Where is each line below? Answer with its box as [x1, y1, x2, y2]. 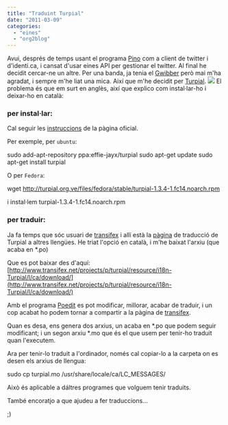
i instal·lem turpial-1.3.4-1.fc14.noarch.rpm [7, 198, 125, 206]
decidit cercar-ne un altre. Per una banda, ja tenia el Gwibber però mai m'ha [7, 69, 221, 77]
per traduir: [7, 215, 46, 225]
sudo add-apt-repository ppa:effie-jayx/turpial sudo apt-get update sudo [7, 151, 214, 159]
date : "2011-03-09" [7, 16, 63, 23]
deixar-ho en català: [7, 92, 64, 100]
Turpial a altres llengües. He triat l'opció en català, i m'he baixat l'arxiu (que [7, 238, 220, 246]
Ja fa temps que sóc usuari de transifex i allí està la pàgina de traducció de [7, 230, 218, 239]
